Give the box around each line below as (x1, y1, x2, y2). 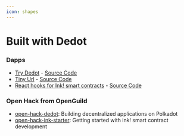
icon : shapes (6, 8, 39, 15)
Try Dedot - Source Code (14, 69, 77, 76)
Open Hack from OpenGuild (6, 97, 88, 105)
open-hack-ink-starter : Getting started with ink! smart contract (14, 117, 169, 124)
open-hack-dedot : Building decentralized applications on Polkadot (14, 110, 178, 118)
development (14, 123, 48, 130)
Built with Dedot (6, 34, 88, 48)
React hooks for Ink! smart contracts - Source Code (14, 82, 142, 89)
